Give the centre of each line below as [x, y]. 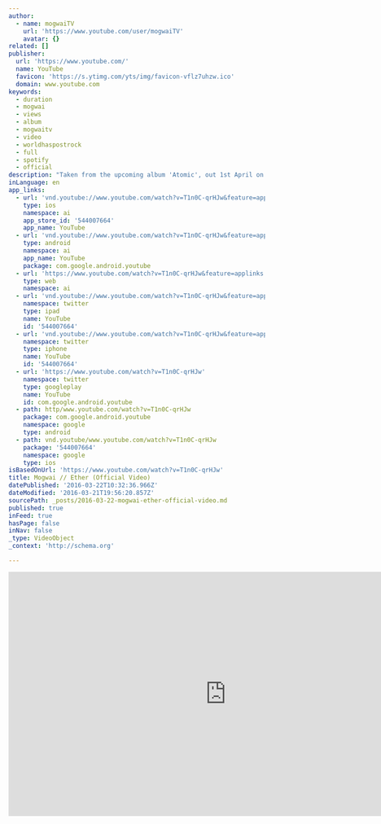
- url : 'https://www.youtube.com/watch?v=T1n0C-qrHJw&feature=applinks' [142, 274]
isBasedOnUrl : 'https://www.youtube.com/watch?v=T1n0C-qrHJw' [116, 470]
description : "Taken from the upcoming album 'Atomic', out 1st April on [136, 175]
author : [22, 16]
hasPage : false [34, 523]
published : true [36, 508]
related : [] [28, 46]
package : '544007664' [59, 447]
